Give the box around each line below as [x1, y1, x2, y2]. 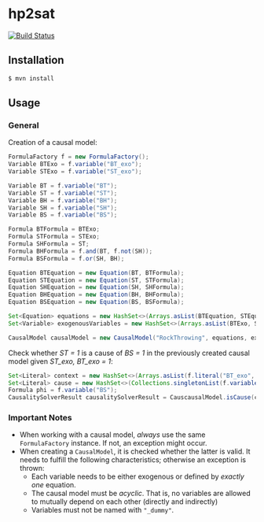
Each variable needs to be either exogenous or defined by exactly [31, 472, 245, 481]
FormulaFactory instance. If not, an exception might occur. [19, 439, 207, 448]
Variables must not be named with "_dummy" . [31, 505, 174, 515]
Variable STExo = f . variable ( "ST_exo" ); [8, 168, 143, 176]
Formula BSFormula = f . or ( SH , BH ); [8, 254, 125, 262]
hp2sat [8, 5, 55, 23]
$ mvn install [8, 74, 55, 83]
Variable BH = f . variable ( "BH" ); [8, 196, 118, 205]
